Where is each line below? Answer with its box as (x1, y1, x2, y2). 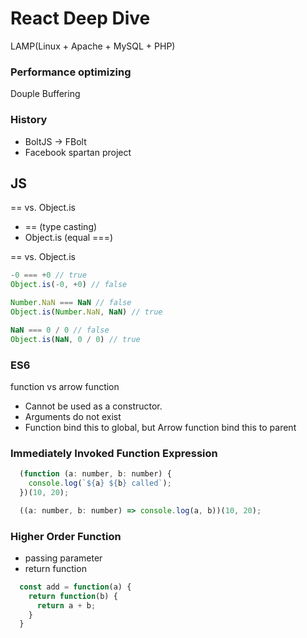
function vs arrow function (10, 380, 120, 392)
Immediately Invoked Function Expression (10, 446, 218, 460)
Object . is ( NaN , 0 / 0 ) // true (10, 334, 141, 344)
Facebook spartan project (24, 146, 132, 158)
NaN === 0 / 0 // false (10, 325, 110, 335)
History (10, 113, 48, 127)
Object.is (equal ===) (24, 232, 114, 244)
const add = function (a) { (19, 582, 132, 592)
